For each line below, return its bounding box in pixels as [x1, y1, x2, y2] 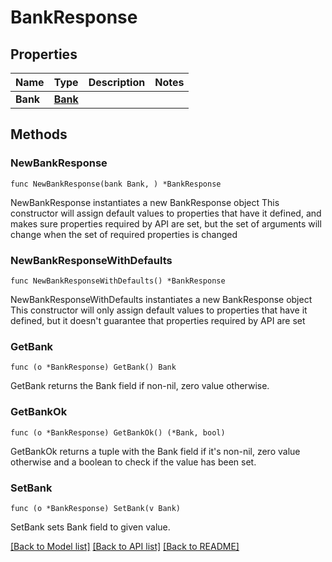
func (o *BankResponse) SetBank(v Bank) [10, 503, 182, 513]
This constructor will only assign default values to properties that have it [10, 304, 308, 316]
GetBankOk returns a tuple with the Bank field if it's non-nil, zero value [10, 445, 301, 457]
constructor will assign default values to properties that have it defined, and [10, 207, 322, 219]
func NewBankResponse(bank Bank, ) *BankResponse [10, 179, 222, 189]
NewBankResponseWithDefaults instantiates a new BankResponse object [10, 293, 313, 305]
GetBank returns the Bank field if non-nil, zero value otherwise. [10, 380, 270, 392]
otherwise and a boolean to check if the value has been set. [10, 456, 257, 468]
